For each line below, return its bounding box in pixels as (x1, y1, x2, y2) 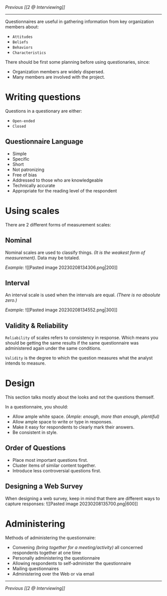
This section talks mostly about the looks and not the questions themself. (5, 394, 155, 400)
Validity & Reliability (5, 321, 69, 330)
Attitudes (12, 34, 33, 39)
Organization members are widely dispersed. (12, 69, 105, 74)
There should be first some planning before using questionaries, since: (5, 59, 150, 65)
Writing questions (5, 92, 81, 103)
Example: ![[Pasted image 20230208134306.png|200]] (5, 264, 118, 270)
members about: (5, 24, 39, 29)
